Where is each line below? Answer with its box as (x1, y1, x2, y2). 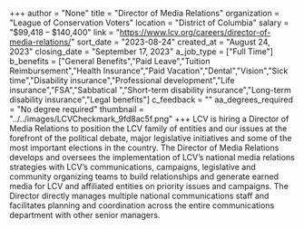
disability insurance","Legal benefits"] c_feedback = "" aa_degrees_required (9, 94, 293, 105)
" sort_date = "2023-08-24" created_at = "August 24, (71, 36, 270, 47)
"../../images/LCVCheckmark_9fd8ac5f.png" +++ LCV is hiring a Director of (9, 113, 289, 124)
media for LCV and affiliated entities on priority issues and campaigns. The (9, 181, 289, 191)
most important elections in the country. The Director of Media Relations (9, 142, 279, 153)
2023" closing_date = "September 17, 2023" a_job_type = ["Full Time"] (9, 46, 274, 57)
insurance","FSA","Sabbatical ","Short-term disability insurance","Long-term (9, 85, 292, 95)
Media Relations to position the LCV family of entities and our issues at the (9, 123, 288, 134)
